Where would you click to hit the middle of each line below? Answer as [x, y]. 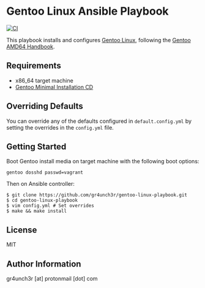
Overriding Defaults [45, 106]
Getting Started [36, 146]
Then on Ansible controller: [40, 184]
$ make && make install [37, 211]
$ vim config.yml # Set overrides [50, 206]
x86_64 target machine [44, 80]
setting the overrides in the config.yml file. [60, 127]
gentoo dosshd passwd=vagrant [45, 172]
